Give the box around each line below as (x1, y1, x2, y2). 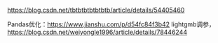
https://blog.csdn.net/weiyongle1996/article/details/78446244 (7, 28, 188, 36)
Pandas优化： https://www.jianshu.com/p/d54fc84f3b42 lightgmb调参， (7, 20, 215, 28)
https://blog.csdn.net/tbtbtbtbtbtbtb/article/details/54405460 (7, 6, 185, 14)
